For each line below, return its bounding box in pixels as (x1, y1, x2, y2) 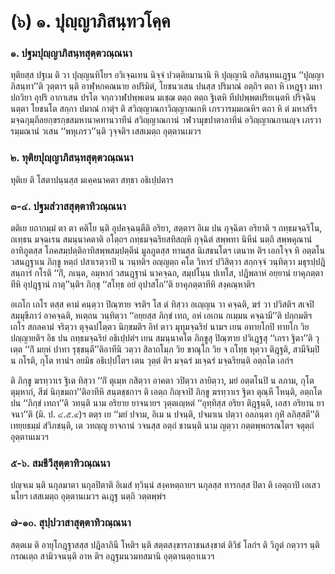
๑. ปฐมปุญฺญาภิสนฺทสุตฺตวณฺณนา (10, 46, 133, 60)
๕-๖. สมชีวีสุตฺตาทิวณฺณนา (10, 456, 111, 470)
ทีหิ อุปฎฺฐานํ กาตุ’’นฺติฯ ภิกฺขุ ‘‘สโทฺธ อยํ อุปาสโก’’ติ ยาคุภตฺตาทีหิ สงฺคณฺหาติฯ (10, 278, 255, 290)
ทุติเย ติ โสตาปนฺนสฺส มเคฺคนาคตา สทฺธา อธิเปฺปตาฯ (10, 173, 173, 185)
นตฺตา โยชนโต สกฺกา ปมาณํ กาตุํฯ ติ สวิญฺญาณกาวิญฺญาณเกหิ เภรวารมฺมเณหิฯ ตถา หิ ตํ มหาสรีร (10, 103, 318, 115)
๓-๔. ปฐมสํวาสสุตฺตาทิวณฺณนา (10, 199, 127, 213)
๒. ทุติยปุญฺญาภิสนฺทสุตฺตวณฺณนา (10, 151, 134, 165)
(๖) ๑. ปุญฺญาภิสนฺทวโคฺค (10, 10, 171, 33)
